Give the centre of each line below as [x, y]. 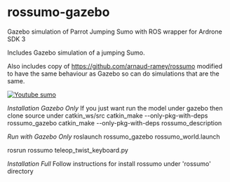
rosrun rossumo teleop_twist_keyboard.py [68, 150]
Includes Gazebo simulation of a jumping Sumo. [76, 52]
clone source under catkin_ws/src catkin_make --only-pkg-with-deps [108, 115]
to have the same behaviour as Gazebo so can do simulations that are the [113, 73]
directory [20, 171]
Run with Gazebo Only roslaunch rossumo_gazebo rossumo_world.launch [114, 136]
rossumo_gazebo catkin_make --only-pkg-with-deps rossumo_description [115, 122]
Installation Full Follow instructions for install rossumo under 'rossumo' [109, 163]
